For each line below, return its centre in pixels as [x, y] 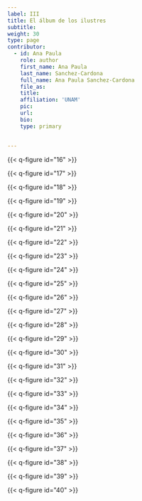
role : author [39, 60]
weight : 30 [23, 34]
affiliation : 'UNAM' [50, 100]
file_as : [33, 87]
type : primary [41, 126]
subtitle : [22, 27]
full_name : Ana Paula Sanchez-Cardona [77, 80]
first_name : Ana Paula [54, 67]
